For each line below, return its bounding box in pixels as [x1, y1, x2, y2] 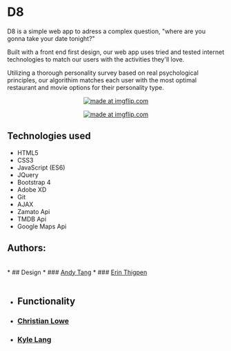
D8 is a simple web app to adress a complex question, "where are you [7, 27, 205, 35]
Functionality [17, 295, 76, 307]
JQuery [17, 170, 39, 179]
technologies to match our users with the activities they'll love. [7, 55, 185, 63]
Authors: [7, 242, 46, 254]
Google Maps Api [17, 222, 67, 231]
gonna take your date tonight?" [7, 34, 95, 42]
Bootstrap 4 [17, 178, 51, 186]
